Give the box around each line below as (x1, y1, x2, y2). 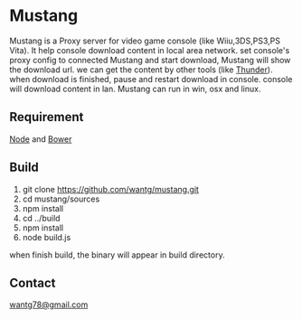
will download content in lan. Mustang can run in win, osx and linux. (9, 83, 261, 94)
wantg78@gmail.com (9, 299, 89, 310)
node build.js (22, 231, 71, 242)
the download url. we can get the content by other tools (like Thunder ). (9, 64, 273, 75)
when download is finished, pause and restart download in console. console (9, 73, 293, 84)
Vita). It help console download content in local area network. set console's (9, 44, 290, 55)
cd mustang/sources (22, 193, 100, 204)
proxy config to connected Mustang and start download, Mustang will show (9, 54, 291, 65)
